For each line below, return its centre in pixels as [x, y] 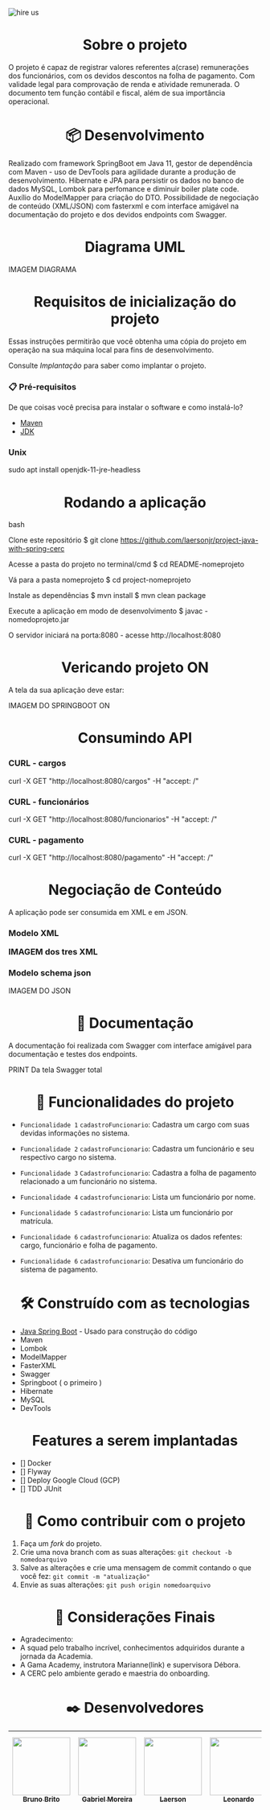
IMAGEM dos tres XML [53, 951]
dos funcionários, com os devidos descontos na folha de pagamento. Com [132, 76]
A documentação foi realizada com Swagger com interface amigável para [130, 1045]
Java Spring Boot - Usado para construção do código [109, 1331]
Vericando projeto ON [135, 668]
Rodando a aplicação [135, 502]
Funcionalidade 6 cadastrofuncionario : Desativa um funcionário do [131, 1260]
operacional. [29, 101]
